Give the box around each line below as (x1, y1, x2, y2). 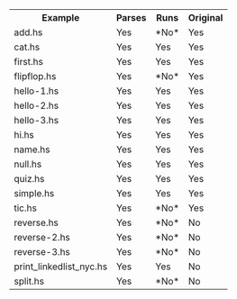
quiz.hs (14, 173, 45, 185)
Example (41, 12, 80, 23)
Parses (115, 12, 147, 23)
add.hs (14, 26, 43, 39)
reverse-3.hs (14, 246, 70, 258)
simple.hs (14, 187, 55, 199)
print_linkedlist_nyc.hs (14, 260, 108, 273)
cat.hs (14, 41, 41, 53)
